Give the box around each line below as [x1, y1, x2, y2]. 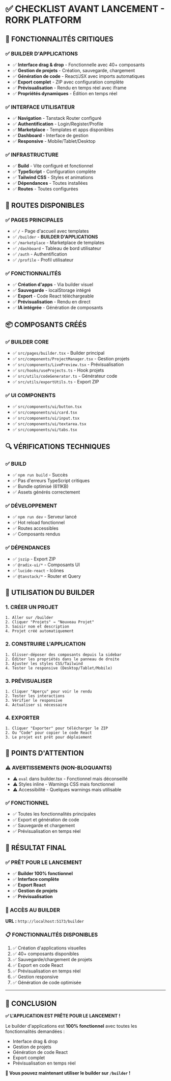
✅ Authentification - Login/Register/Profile [12, 121, 104, 127]
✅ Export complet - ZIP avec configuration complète [12, 79, 124, 85]
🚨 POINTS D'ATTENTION [5, 748, 84, 758]
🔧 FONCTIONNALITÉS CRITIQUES [5, 34, 113, 44]
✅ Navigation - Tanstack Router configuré [12, 115, 102, 121]
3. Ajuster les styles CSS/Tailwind [5, 661, 83, 666]
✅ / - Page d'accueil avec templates [12, 228, 89, 234]
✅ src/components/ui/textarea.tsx [12, 421, 87, 427]
